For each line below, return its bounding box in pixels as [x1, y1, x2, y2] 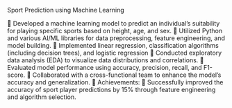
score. [7, 71, 26, 79]
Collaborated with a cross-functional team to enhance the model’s [32, 71, 222, 79]
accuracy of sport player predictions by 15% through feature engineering [7, 86, 216, 93]
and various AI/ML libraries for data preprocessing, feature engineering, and [7, 34, 226, 42]
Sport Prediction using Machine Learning [7, 6, 125, 14]
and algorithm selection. [7, 93, 76, 101]
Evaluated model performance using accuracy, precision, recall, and [7, 64, 203, 71]
